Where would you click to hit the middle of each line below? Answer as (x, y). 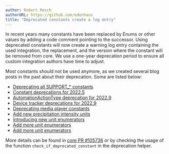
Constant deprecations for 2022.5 (49, 92)
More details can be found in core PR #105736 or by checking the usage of (85, 140)
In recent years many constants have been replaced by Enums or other (80, 34)
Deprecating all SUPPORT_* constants (53, 87)
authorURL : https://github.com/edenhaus (49, 15)
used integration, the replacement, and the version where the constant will (84, 51)
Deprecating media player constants (51, 109)
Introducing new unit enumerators (49, 120)
